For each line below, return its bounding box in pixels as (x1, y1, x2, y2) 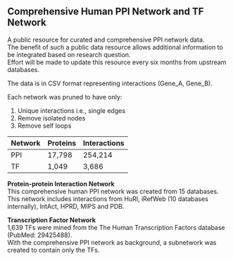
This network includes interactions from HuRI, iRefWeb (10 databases (7, 194, 209, 203)
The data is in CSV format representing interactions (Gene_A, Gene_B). (7, 79, 213, 87)
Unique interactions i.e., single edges (17, 106, 125, 115)
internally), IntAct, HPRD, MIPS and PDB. (7, 202, 125, 210)
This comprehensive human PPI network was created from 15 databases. (7, 187, 220, 195)
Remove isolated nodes (17, 114, 86, 122)
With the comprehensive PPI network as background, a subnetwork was (7, 238, 217, 246)
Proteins (47, 138, 76, 147)
